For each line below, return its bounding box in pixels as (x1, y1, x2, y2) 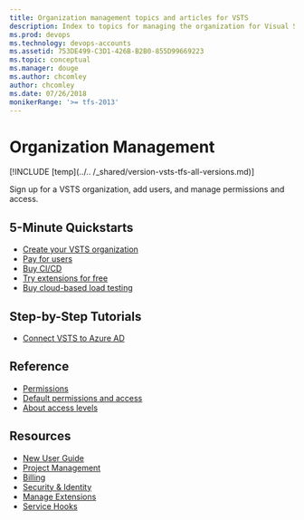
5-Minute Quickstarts (9, 219, 134, 236)
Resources (9, 429, 71, 444)
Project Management (22, 462, 101, 473)
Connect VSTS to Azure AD (22, 332, 125, 343)
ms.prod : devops (9, 30, 71, 39)
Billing (22, 472, 46, 483)
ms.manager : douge (9, 64, 79, 73)
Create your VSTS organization (22, 244, 138, 255)
